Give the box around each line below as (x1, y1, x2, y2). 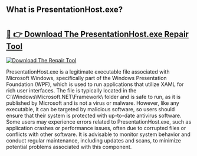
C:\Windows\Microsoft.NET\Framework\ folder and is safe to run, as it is (6, 94, 181, 100)
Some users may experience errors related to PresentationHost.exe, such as (6, 118, 192, 125)
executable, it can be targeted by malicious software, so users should (6, 106, 175, 112)
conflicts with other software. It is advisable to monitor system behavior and (6, 131, 191, 138)
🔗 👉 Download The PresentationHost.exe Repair (6, 29, 189, 39)
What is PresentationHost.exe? (6, 5, 123, 15)
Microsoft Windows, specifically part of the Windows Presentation (6, 75, 167, 81)
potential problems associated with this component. (6, 144, 132, 150)
